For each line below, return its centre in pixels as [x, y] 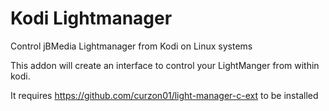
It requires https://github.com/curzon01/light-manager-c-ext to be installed [164, 95]
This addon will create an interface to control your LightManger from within [165, 65]
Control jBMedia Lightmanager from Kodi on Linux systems [131, 46]
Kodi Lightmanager [91, 18]
